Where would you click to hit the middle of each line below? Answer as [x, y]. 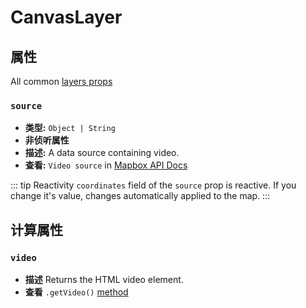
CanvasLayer [66, 17]
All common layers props [61, 81]
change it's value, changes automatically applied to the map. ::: [140, 196]
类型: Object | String [70, 128]
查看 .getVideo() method [76, 292]
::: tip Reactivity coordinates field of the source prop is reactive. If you [153, 185]
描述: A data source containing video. [102, 153]
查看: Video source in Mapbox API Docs [106, 165]
